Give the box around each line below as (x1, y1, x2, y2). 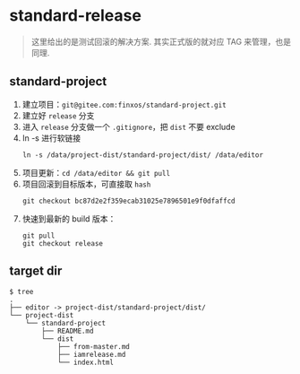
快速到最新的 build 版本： (21, 213, 116, 224)
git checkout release (21, 239, 103, 248)
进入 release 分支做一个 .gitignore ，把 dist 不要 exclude (21, 121, 236, 132)
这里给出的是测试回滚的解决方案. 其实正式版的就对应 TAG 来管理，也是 (30, 36, 292, 47)
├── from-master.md (56, 342, 130, 351)
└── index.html (56, 358, 115, 367)
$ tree (9, 287, 34, 296)
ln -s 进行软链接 (21, 132, 81, 144)
